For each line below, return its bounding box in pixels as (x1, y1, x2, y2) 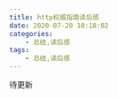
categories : (9, 29, 53, 38)
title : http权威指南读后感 (9, 12, 99, 22)
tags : (9, 46, 29, 55)
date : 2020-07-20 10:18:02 (9, 21, 109, 30)
